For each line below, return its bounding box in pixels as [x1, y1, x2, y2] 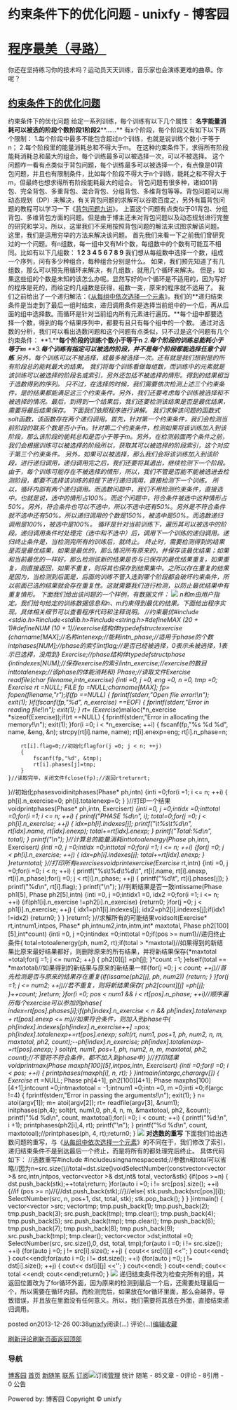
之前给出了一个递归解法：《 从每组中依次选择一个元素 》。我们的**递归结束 [13, 292, 224, 300]
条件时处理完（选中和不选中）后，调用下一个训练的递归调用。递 [44, 529, 229, 537]
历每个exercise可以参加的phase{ [8, 998, 102, 1007]
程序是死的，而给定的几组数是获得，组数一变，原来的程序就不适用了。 [13, 283, 217, 292]
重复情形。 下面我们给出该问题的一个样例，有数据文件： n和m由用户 [8, 590, 214, 598]
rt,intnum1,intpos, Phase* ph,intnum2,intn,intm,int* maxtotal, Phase [8, 921, 202, 930]
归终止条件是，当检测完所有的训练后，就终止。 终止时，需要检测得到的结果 [8, 537, 225, 545]
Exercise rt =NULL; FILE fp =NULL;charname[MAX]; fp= [8, 683, 170, 691]
